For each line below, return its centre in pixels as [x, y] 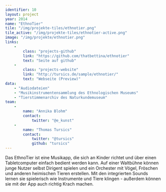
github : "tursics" [51, 144]
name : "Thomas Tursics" [47, 129]
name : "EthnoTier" [24, 24]
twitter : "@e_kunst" [53, 120]
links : [12, 42]
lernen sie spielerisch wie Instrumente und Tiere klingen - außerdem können [83, 179]
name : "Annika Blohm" [45, 111]
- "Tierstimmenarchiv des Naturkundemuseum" [61, 97]
